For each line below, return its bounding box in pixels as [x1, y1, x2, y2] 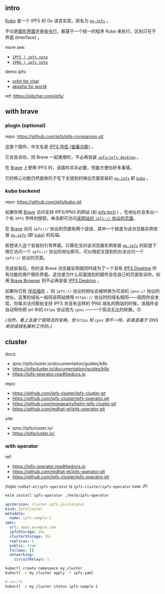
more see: [5, 44, 26, 50]
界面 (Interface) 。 [5, 34, 42, 40]
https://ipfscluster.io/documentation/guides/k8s [12, 365, 109, 372]
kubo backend [5, 188, 40, 195]
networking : [9, 553, 34, 557]
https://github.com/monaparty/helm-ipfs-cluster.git [12, 400, 117, 406]
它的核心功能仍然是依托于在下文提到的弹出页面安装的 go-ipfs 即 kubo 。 [5, 175, 151, 181]
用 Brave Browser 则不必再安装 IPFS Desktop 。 [5, 277, 102, 283]
